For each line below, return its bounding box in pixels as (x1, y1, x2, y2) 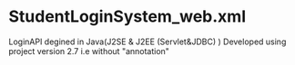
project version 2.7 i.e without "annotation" (8, 45, 170, 56)
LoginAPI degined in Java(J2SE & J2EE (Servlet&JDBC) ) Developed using (8, 36, 287, 47)
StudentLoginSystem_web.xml (8, 6, 247, 27)
